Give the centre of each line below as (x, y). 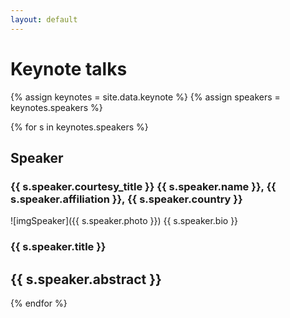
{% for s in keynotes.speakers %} (79, 127)
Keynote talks (69, 68)
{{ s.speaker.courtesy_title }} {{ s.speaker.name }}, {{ (143, 186)
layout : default (44, 19)
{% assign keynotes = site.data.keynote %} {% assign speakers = (145, 97)
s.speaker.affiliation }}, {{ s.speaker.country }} (126, 199)
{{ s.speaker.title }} (58, 247)
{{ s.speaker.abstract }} (86, 279)
